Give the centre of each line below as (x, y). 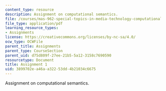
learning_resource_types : (32, 28)
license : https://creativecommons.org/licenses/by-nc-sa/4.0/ (70, 37)
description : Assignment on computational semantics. (62, 14)
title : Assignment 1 (26, 64)
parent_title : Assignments (33, 46)
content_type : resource (30, 10)
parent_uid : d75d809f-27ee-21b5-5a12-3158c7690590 (58, 55)
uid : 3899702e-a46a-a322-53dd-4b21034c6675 (51, 69)
